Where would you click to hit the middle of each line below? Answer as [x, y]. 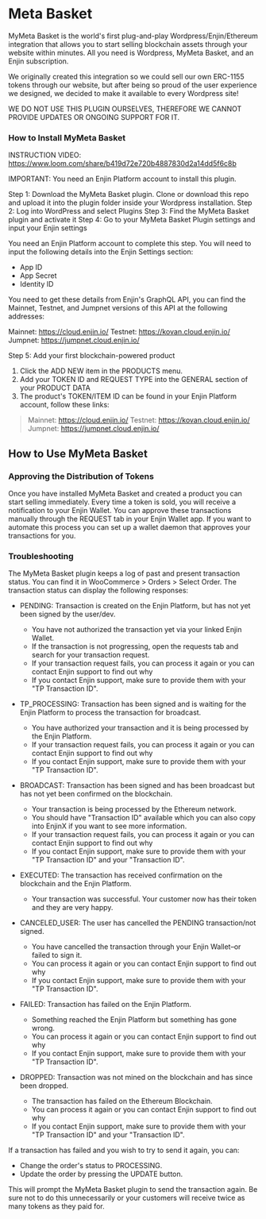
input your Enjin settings [48, 228]
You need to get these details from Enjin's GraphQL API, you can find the [127, 299]
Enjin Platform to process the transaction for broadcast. [110, 712]
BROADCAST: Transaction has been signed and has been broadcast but [137, 785]
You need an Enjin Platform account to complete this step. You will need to [130, 244]
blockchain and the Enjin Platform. [75, 884]
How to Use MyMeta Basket [78, 453]
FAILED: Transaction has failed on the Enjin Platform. [106, 1005]
